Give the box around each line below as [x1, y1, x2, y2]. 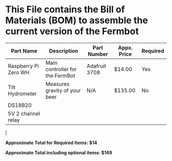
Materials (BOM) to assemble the [5, 14, 148, 26]
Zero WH [8, 68, 30, 76]
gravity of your [45, 86, 81, 94]
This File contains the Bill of [5, 4, 125, 15]
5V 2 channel [8, 110, 40, 117]
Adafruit [87, 62, 106, 69]
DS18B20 [8, 101, 32, 109]
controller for [45, 65, 77, 73]
